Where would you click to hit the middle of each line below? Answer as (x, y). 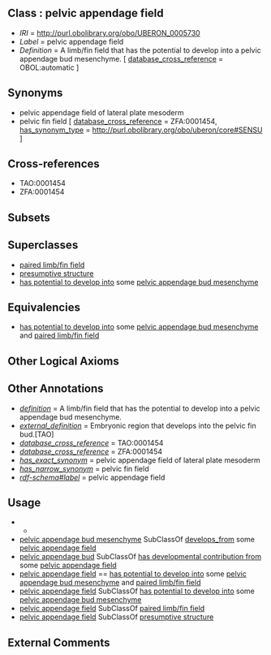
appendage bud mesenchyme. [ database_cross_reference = (121, 58)
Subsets (29, 217)
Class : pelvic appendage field (86, 13)
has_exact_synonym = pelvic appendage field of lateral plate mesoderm (140, 460)
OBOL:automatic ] (49, 67)
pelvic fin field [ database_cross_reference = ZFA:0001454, (118, 121)
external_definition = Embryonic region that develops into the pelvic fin (138, 425)
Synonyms (35, 93)
